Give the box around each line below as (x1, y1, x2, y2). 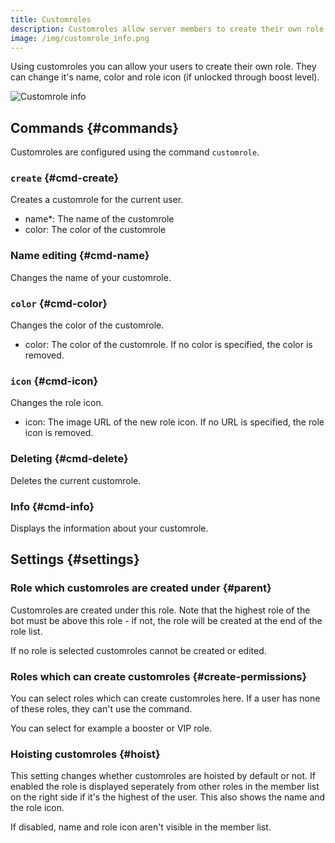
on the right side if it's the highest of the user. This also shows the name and (10, 791, 326, 803)
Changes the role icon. (10, 397, 104, 409)
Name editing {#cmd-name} (10, 249, 150, 263)
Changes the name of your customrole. (10, 271, 172, 283)
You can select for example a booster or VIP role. (10, 722, 213, 734)
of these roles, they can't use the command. (10, 702, 193, 715)
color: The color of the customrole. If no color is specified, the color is (24, 339, 313, 351)
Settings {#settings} (10, 551, 140, 568)
